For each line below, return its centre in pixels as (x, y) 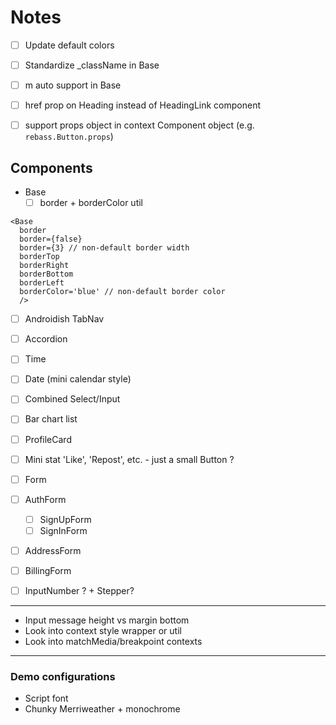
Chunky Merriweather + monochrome (102, 709)
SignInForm (63, 530)
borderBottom (46, 274)
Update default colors (69, 45)
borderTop (39, 257)
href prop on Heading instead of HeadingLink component (142, 105)
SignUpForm (65, 519)
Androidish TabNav (64, 319)
